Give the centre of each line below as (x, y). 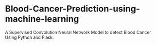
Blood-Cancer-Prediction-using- (72, 9)
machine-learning (42, 19)
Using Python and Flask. (29, 37)
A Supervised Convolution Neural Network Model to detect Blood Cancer (78, 32)
